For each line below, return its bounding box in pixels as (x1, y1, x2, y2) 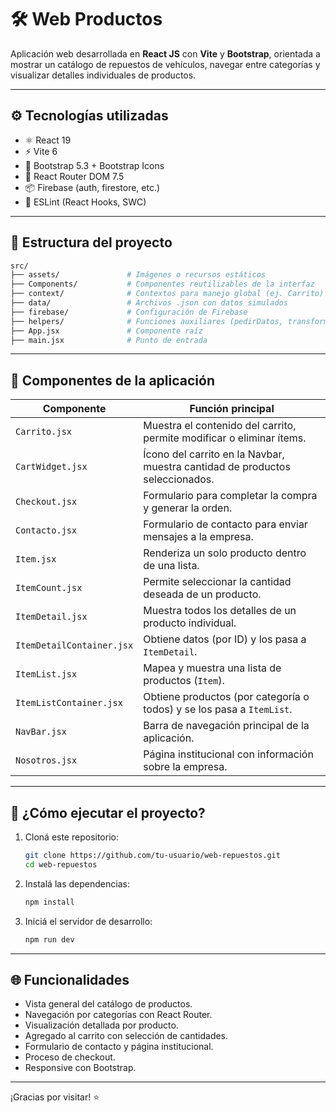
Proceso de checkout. (24, 1051, 116, 1063)
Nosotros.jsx (15, 755, 78, 766)
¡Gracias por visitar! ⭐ (10, 1091, 100, 1103)
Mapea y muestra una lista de (143, 661, 282, 675)
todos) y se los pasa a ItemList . (143, 702, 293, 716)
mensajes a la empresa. (143, 530, 254, 544)
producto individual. (143, 616, 237, 630)
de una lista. (143, 559, 200, 573)
